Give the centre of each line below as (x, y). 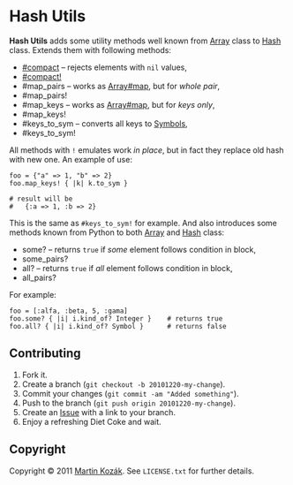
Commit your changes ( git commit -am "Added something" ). (131, 393)
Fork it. (35, 375)
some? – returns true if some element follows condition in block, (139, 249)
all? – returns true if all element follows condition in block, (127, 268)
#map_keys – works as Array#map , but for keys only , (118, 104)
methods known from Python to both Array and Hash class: (117, 232)
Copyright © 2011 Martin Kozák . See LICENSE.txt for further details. (131, 471)
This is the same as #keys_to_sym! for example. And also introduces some (143, 223)
